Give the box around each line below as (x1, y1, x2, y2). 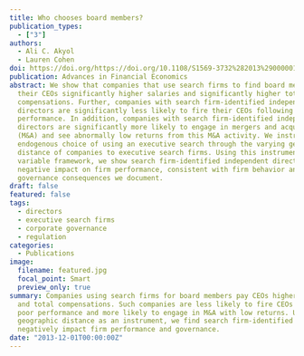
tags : (9, 198, 30, 208)
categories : (9, 241, 54, 250)
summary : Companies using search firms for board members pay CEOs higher (9, 291, 298, 300)
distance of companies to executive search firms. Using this (17, 148, 257, 157)
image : (9, 257, 34, 267)
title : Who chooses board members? (9, 13, 144, 23)
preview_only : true (17, 283, 91, 292)
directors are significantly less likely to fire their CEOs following (17, 106, 294, 115)
